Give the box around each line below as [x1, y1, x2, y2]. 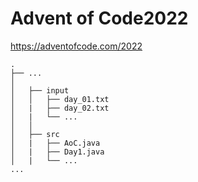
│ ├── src [10, 129, 60, 139]
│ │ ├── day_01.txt [10, 94, 110, 104]
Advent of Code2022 [10, 7, 189, 30]
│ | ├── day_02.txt [10, 103, 110, 113]
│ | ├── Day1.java [10, 147, 105, 157]
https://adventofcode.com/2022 [10, 40, 143, 52]
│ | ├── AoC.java [10, 138, 101, 148]
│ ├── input [10, 85, 70, 96]
